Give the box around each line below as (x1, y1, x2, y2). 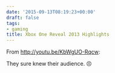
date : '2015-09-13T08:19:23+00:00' (6, 9, 96, 15)
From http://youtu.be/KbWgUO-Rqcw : (6, 48, 100, 55)
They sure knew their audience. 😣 (6, 60, 92, 68)
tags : (6, 20, 20, 26)
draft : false (6, 15, 39, 21)
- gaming (6, 26, 28, 32)
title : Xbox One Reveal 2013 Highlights (6, 32, 110, 38)
